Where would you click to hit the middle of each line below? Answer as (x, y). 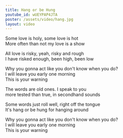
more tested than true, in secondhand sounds (53, 95)
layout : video (20, 24)
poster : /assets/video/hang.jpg (39, 19)
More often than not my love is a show (45, 44)
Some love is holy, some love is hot (42, 38)
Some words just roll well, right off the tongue (53, 105)
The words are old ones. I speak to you (46, 89)
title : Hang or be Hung (30, 10)
